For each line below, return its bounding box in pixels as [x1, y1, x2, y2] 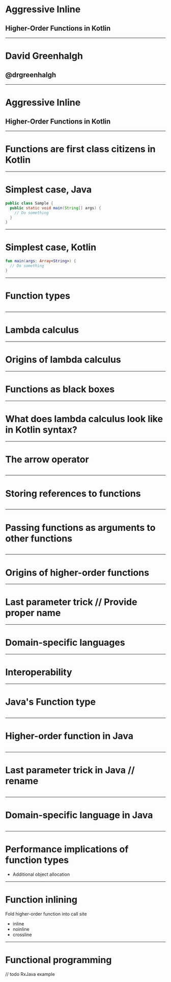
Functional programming [5, 954, 112, 966]
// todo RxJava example [5, 971, 55, 977]
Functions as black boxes [5, 383, 115, 395]
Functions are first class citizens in [5, 143, 156, 155]
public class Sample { [5, 201, 53, 206]
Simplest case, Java [5, 184, 92, 195]
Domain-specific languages [5, 637, 126, 649]
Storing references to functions [5, 487, 141, 499]
